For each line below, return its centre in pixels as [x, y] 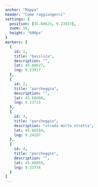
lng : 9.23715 [27, 103]
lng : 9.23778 [27, 168]
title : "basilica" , [34, 56]
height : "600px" [26, 33]
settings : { [17, 19]
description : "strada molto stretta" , [54, 126]
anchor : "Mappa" [22, 10]
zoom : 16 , [20, 28]
